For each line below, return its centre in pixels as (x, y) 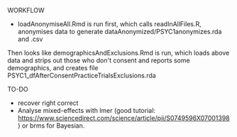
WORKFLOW (26, 10)
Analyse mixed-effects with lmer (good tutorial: (87, 110)
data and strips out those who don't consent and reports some (99, 60)
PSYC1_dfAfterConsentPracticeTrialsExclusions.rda (82, 75)
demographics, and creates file (53, 68)
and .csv (30, 39)
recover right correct (48, 103)
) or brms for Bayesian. (51, 126)
